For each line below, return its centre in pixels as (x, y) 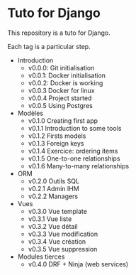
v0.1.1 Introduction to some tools (75, 128)
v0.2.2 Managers (53, 196)
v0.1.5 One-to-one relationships (74, 158)
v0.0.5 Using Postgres (61, 105)
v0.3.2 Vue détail (53, 226)
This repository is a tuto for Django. (59, 33)
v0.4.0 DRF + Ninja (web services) (78, 264)
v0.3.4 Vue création (57, 241)
